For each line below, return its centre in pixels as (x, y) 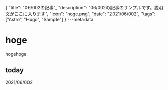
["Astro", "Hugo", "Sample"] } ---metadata (49, 20)
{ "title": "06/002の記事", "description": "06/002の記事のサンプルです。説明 (85, 7)
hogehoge (16, 54)
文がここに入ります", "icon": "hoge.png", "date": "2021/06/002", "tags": (80, 14)
